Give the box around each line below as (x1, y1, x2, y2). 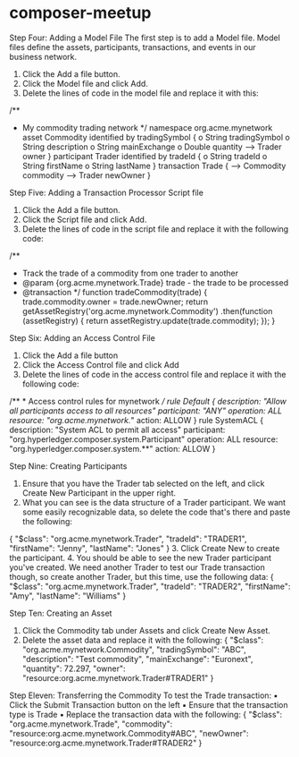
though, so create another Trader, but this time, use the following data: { (9, 571, 274, 582)
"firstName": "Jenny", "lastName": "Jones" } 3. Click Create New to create (9, 542, 280, 553)
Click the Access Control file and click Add (21, 359, 180, 370)
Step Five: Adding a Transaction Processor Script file (9, 187, 203, 198)
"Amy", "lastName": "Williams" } (9, 590, 127, 601)
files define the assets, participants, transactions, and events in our (9, 41, 256, 52)
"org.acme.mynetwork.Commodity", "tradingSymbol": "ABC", (21, 643, 247, 655)
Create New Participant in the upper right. (21, 487, 177, 498)
